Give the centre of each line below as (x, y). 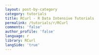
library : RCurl (20, 41)
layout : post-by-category (31, 9)
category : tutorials (26, 14)
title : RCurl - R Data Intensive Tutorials (50, 18)
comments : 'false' (24, 27)
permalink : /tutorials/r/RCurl (37, 23)
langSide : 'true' (23, 45)
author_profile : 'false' (30, 32)
